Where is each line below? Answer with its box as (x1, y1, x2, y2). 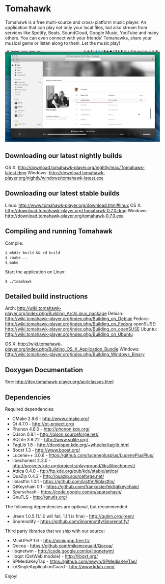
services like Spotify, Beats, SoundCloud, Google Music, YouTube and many (5, 30, 159, 35)
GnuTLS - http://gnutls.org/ (12, 494, 68, 500)
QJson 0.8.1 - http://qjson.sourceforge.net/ (12, 431, 99, 437)
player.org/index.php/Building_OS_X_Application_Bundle (5, 346, 119, 352)
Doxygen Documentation (5, 365, 83, 374)
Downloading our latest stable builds (5, 189, 120, 197)
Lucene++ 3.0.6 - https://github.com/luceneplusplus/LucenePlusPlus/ (12, 453, 154, 458)
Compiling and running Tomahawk (5, 227, 113, 235)
